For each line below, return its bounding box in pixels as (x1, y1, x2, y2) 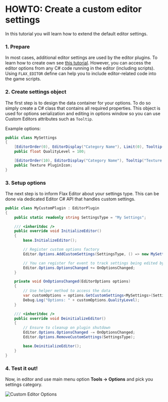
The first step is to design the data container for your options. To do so (5, 100, 151, 106)
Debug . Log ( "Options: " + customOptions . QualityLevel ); (23, 297, 140, 302)
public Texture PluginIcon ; (14, 163, 72, 168)
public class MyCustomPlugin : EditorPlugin (5, 205, 99, 211)
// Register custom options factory (23, 247, 99, 252)
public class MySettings (5, 135, 57, 140)
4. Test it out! (5, 364, 38, 371)
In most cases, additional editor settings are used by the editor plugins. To (5, 55, 157, 61)
